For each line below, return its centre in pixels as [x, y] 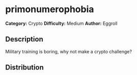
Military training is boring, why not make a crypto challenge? [69, 51]
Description [24, 39]
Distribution [25, 68]
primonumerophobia [50, 9]
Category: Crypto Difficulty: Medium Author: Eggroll [61, 23]
